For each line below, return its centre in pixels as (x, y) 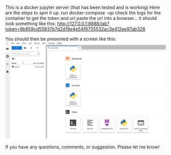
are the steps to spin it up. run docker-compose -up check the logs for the (83, 13)
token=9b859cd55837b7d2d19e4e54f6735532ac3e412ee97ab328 (75, 29)
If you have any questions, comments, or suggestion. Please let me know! (82, 147)
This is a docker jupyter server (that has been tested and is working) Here (83, 7)
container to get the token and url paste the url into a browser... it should (81, 18)
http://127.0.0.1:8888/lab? (83, 23)
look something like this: (31, 23)
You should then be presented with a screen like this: (61, 39)
